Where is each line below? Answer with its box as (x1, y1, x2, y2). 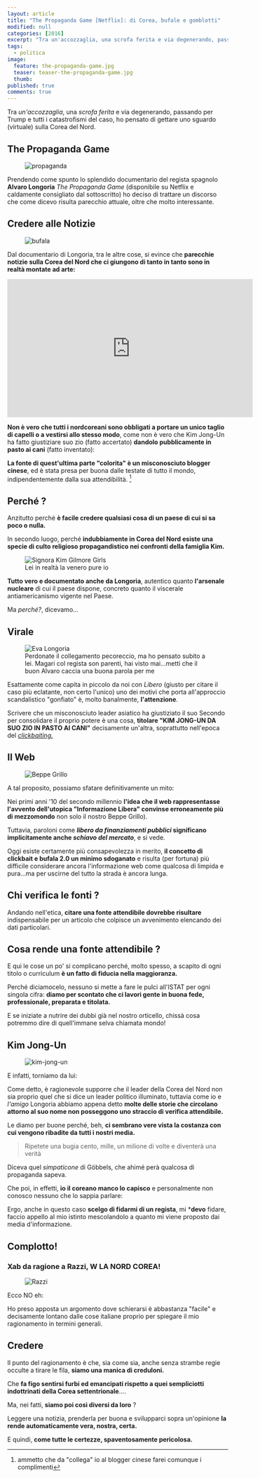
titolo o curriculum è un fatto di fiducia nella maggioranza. (7, 969, 177, 978)
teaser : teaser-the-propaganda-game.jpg (13, 69, 133, 76)
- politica (13, 50, 46, 57)
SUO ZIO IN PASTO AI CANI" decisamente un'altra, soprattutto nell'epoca (7, 724, 220, 732)
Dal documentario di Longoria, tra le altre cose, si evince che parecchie (7, 250, 214, 258)
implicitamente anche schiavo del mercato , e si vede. (7, 833, 166, 842)
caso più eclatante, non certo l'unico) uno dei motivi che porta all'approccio (7, 688, 226, 697)
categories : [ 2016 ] (7, 29, 64, 37)
